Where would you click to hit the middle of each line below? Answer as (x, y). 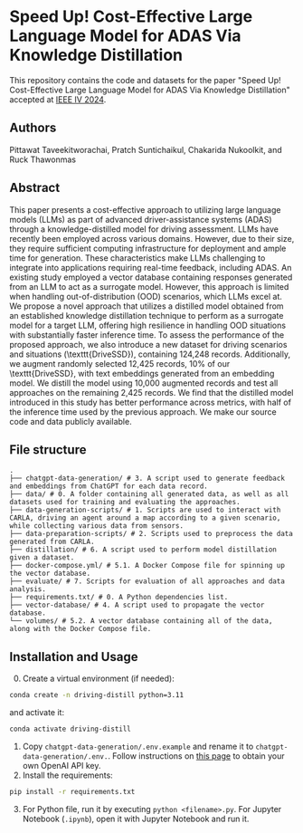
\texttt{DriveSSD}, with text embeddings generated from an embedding (142, 373)
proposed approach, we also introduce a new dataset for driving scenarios (148, 344)
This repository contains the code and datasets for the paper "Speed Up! (145, 80)
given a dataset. (42, 558)
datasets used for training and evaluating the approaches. (125, 503)
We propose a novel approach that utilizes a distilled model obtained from (147, 306)
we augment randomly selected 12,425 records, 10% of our (120, 363)
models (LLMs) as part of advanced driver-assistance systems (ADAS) (141, 219)
